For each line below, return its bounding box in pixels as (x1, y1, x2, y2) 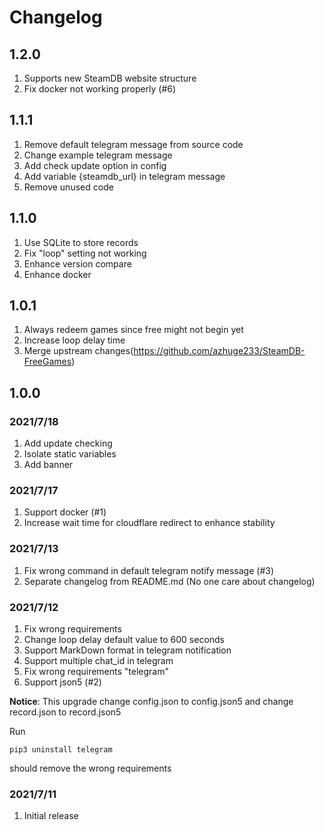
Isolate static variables (23, 448, 117, 460)
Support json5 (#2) (23, 676, 102, 688)
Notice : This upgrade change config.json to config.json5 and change (9, 696, 294, 708)
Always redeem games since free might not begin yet (23, 324, 244, 336)
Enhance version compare (23, 257, 132, 270)
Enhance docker (23, 268, 92, 280)
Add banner (23, 459, 74, 471)
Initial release (23, 810, 79, 822)
